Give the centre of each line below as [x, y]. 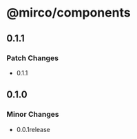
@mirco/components [69, 13]
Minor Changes [33, 114]
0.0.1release [33, 129]
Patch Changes [33, 58]
